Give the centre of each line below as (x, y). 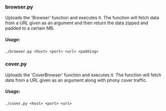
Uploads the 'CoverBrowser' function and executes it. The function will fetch (83, 75)
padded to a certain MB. (30, 28)
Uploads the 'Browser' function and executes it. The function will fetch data (82, 18)
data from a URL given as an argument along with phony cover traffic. (76, 80)
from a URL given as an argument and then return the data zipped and (77, 23)
